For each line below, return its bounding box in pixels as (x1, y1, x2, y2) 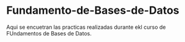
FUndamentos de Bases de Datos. (6, 29, 92, 37)
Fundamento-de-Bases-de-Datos (6, 4, 180, 17)
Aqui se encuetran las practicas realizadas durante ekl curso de (6, 23, 166, 31)
